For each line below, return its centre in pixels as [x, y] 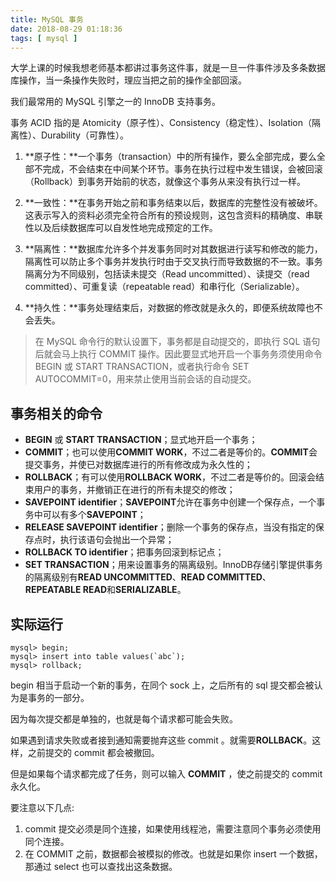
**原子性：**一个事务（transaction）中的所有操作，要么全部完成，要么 [170, 157]
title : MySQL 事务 [47, 19]
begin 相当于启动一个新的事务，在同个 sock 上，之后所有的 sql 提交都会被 [162, 685]
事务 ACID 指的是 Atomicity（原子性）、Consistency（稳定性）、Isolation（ [161, 123]
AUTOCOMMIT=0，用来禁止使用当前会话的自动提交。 [145, 379]
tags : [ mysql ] [44, 38]
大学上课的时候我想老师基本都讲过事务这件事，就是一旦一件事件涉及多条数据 [168, 68]
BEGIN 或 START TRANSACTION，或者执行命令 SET [142, 367]
